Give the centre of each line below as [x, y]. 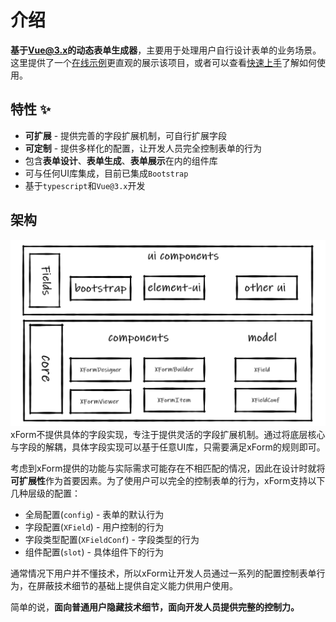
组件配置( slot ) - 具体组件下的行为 [94, 552]
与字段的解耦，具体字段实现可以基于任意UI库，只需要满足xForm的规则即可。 [168, 447]
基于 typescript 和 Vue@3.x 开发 [85, 185]
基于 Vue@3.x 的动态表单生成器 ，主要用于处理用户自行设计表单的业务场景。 [166, 50]
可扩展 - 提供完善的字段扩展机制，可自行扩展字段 [126, 135]
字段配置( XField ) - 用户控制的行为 [94, 527]
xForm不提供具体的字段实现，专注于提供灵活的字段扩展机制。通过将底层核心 [168, 434]
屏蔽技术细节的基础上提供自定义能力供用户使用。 [137, 585]
